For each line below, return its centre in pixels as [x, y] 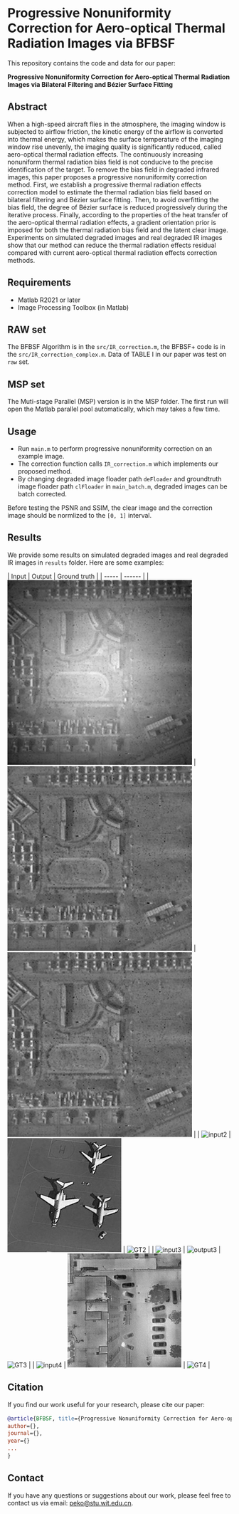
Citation [26, 1388]
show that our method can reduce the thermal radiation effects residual [112, 245]
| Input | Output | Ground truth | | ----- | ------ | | [78, 576]
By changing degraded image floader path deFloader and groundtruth [119, 479]
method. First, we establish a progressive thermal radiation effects [104, 184]
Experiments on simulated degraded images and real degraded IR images [115, 237]
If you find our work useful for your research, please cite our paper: [106, 1404]
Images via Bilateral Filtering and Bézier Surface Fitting [90, 84]
